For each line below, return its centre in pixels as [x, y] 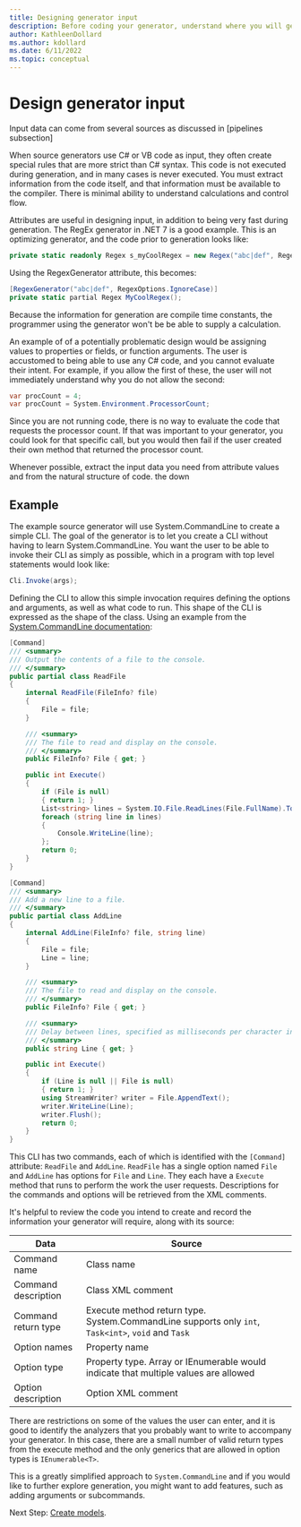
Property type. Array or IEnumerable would [176, 1362]
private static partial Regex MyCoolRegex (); [95, 297]
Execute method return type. [146, 1310]
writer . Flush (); [72, 1115]
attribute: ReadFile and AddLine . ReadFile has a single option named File [143, 1166]
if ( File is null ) [76, 792]
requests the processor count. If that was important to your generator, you [146, 431]
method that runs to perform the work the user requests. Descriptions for [144, 1185]
